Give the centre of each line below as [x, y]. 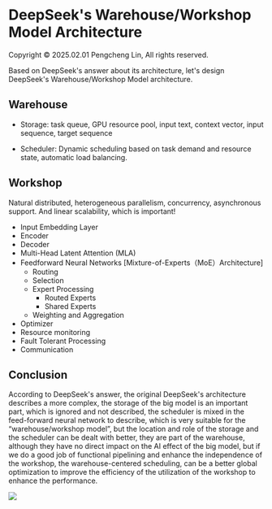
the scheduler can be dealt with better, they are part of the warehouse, [127, 437]
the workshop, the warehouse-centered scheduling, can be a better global [133, 463]
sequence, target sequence [66, 133]
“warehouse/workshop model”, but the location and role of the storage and [134, 429]
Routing [45, 272]
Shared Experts [70, 306]
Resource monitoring [55, 332]
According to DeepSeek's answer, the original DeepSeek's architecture [127, 394]
